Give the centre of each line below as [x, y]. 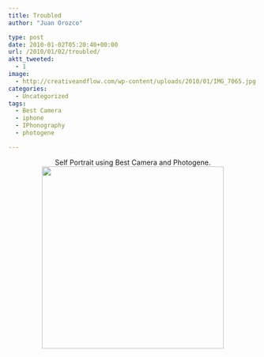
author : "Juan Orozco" [45, 23]
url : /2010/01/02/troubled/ [55, 52]
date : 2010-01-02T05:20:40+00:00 [63, 44]
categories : [28, 89]
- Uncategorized [42, 96]
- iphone [30, 118]
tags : [17, 104]
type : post [26, 37]
